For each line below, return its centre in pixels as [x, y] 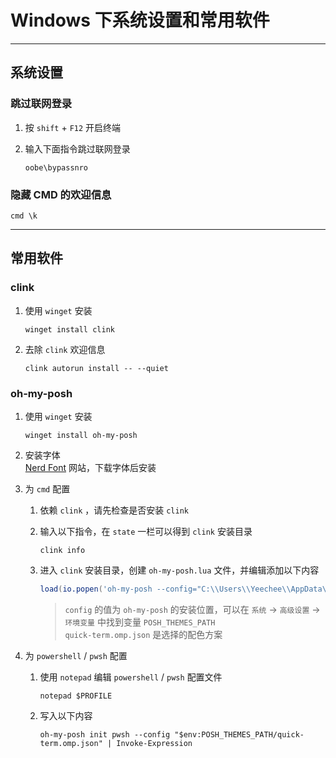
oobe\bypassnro [56, 167]
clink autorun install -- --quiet [96, 368]
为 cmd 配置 [47, 488]
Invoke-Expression [154, 743]
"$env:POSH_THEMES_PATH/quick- [239, 734]
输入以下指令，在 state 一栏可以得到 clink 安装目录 [146, 531]
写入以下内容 [66, 715]
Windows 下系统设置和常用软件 [140, 20]
